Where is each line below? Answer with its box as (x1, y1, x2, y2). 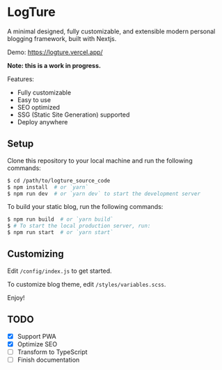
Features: (7, 74, 35, 83)
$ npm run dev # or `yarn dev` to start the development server (7, 190, 200, 197)
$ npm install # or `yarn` (7, 183, 89, 191)
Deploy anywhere (17, 117, 68, 126)
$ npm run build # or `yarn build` (7, 216, 113, 223)
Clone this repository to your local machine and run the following (7, 156, 193, 165)
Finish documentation (17, 355, 80, 364)
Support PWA (17, 332, 57, 340)
